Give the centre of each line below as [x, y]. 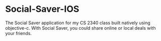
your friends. [18, 33]
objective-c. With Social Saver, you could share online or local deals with [80, 28]
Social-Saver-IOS [42, 9]
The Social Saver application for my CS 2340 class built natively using [78, 23]
